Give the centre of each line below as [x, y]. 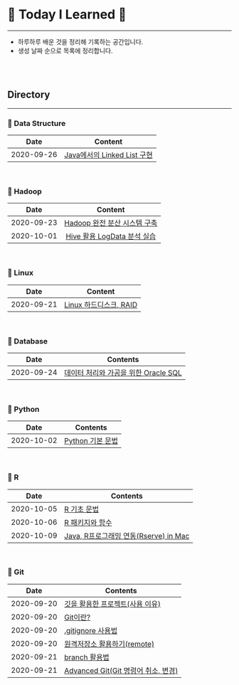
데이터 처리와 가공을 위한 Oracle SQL [123, 373]
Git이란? [77, 617]
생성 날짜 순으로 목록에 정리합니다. [65, 51]
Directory [29, 95]
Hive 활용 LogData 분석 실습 [111, 236]
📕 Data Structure [37, 123]
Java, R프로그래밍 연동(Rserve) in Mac [127, 536]
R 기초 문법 [81, 509]
